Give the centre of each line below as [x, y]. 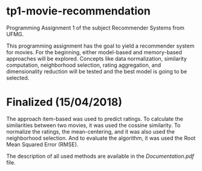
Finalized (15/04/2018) [64, 102]
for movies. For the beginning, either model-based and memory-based [94, 52]
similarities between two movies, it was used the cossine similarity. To [93, 125]
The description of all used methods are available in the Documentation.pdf [100, 156]
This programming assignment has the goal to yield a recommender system [100, 46]
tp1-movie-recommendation [79, 11]
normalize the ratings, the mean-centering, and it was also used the [91, 131]
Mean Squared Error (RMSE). [42, 144]
